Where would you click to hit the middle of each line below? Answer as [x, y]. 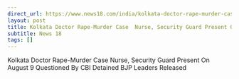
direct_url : [25, 14]
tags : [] [20, 40]
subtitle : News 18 [34, 34]
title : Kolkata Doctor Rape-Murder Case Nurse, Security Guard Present [117, 27]
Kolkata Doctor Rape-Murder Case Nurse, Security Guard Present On [108, 60]
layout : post [27, 20]
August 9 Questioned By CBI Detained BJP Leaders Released [97, 68]
